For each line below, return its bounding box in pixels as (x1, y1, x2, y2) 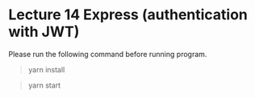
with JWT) (8, 22, 80, 41)
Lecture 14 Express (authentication (8, 6, 249, 24)
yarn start (27, 80, 61, 90)
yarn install (27, 64, 65, 74)
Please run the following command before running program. (8, 49, 207, 59)
